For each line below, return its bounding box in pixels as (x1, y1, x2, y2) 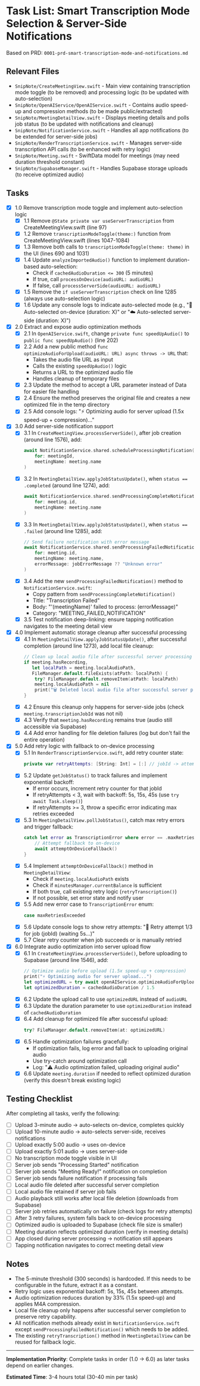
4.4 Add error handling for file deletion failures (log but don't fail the (23, 730, 190, 737)
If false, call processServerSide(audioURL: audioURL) (32, 282, 161, 289)
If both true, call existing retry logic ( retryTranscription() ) (32, 887, 177, 895)
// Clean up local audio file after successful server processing (23, 654, 192, 660)
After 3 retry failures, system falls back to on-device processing (14, 1214, 171, 1222)
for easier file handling (23, 388, 79, 395)
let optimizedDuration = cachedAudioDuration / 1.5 (23, 985, 155, 991)
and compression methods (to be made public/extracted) (23, 107, 163, 114)
